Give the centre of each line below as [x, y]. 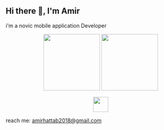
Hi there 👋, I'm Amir [43, 11]
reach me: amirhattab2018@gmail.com [54, 120]
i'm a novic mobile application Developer [56, 25]
